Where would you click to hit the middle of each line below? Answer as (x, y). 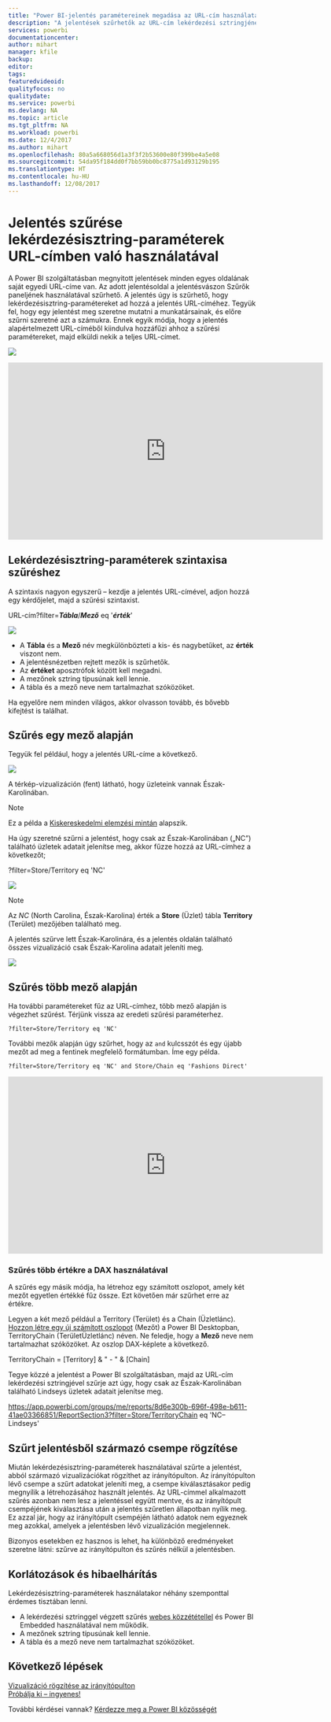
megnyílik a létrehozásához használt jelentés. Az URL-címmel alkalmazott (127, 1492)
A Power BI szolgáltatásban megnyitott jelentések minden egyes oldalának (129, 278)
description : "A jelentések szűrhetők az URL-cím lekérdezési (112, 23)
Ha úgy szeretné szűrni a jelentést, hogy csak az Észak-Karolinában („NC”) (130, 839)
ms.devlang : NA (33, 111)
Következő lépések (56, 1666)
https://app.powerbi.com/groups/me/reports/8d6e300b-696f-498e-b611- (128, 1407)
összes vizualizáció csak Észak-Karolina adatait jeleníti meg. (106, 948)
